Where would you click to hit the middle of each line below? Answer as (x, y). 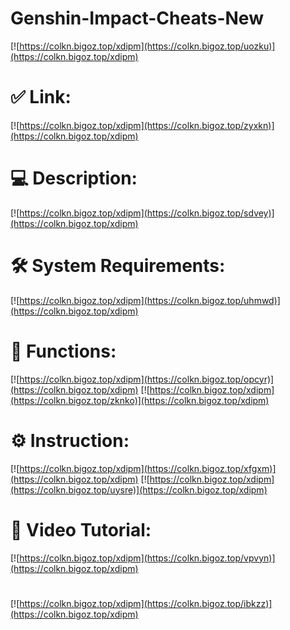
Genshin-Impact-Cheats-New (137, 18)
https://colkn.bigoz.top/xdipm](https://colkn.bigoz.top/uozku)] (147, 46)
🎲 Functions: (63, 351)
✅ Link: (41, 97)
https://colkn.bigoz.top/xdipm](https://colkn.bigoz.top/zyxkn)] (147, 125)
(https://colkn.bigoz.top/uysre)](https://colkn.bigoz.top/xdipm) (139, 489)
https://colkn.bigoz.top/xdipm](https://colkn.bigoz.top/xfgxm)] (148, 468)
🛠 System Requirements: (118, 266)
